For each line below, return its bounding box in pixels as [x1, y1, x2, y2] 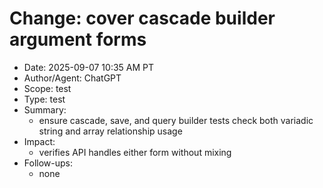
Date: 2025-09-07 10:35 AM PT [23, 61, 155, 73]
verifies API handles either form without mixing [38, 146, 232, 158]
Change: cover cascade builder [9, 7, 276, 30]
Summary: [23, 103, 67, 116]
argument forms [9, 28, 147, 51]
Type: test [23, 93, 66, 105]
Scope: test [23, 82, 72, 94]
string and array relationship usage [38, 125, 183, 137]
